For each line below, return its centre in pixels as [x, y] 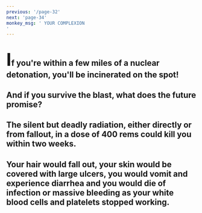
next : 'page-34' [27, 17]
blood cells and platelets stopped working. [88, 202]
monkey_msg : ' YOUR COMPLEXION [46, 23]
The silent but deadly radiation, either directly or [99, 125]
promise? [24, 105]
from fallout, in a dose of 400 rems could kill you [99, 134]
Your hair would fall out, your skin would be [89, 164]
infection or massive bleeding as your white [90, 193]
